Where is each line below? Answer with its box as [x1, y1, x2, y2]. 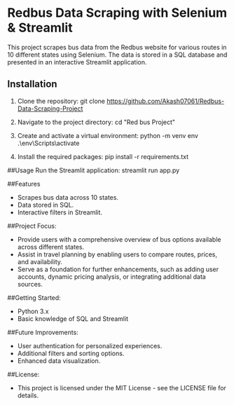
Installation [7, 78, 57, 90]
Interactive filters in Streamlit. [17, 208, 103, 217]
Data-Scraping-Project [17, 104, 83, 113]
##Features [7, 179, 41, 188]
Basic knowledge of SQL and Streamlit [17, 314, 128, 323]
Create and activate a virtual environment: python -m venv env [17, 131, 198, 139]
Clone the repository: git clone [17, 97, 105, 105]
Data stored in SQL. [17, 200, 74, 209]
